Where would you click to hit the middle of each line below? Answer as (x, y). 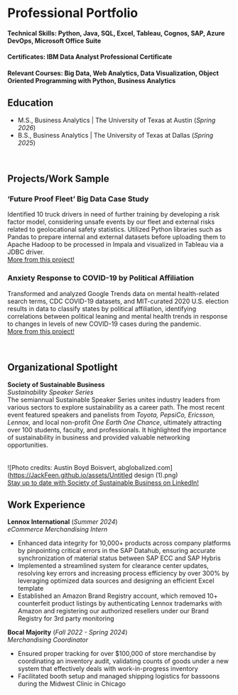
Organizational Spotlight (63, 367)
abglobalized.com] (145, 467)
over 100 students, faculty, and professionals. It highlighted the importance (117, 429)
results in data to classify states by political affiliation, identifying (102, 308)
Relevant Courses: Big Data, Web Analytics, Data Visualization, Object (113, 73)
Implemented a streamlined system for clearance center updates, (113, 566)
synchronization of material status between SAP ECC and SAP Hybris (119, 558)
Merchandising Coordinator (48, 640)
